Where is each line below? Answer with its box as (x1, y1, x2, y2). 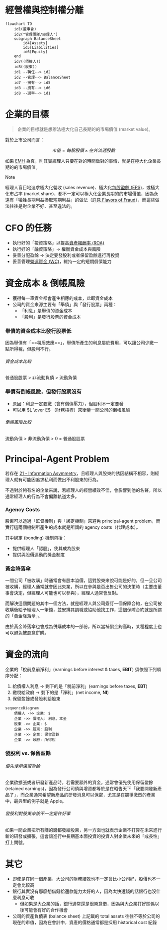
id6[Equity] (23, 49, 48, 54)
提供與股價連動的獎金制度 (12, 551, 65, 558)
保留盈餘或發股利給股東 (12, 696, 61, 702)
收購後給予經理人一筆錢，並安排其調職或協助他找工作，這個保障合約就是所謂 (5, 607, 162, 613)
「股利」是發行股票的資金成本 (19, 314, 81, 320)
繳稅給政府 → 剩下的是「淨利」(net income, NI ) (12, 690, 109, 696)
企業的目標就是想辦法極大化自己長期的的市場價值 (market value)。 (17, 126, 153, 132)
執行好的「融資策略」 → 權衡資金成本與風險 (12, 246, 101, 252)
